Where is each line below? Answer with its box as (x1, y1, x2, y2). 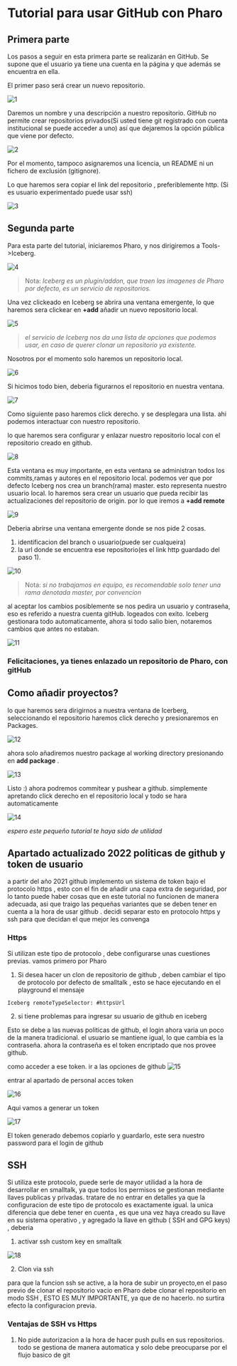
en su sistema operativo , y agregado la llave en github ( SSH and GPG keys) (7, 1216, 231, 1224)
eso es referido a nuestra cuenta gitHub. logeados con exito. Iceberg (7, 609, 209, 617)
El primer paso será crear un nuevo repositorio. (7, 81, 145, 90)
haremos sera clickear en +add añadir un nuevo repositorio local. (7, 305, 199, 314)
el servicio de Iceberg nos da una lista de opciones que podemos (24, 333, 216, 341)
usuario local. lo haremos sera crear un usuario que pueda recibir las (7, 489, 209, 497)
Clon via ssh (17, 1265, 55, 1273)
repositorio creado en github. (7, 438, 93, 447)
